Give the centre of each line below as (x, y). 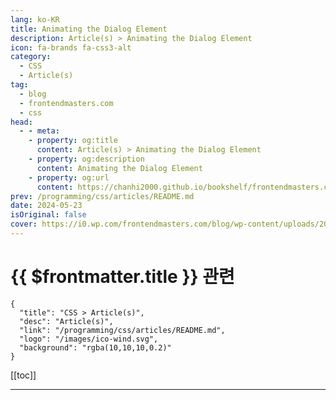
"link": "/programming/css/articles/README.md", (122, 330)
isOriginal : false (48, 215)
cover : (24, 224)
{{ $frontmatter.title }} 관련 (122, 277)
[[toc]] (23, 375)
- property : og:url (69, 177)
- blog (33, 94)
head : (21, 122)
